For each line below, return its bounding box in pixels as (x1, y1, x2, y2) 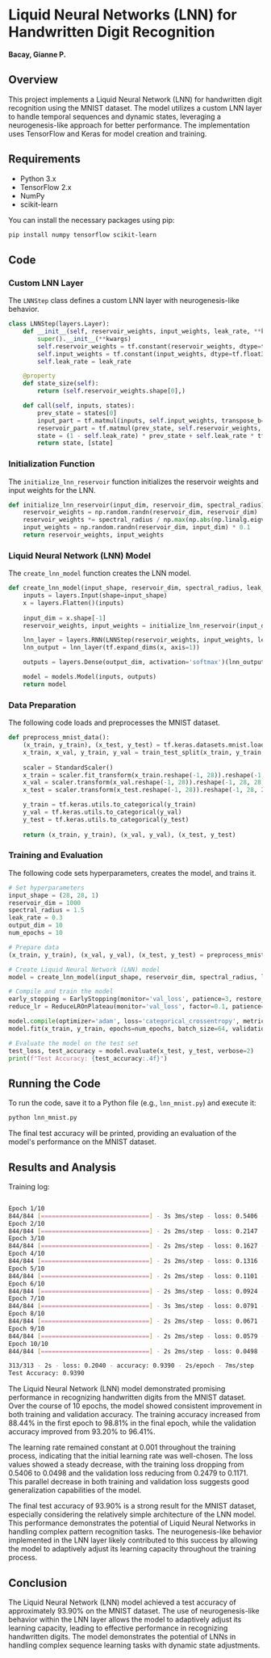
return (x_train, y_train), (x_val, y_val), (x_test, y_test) (23, 831, 236, 839)
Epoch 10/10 (8, 1340, 48, 1348)
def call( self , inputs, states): (23, 402, 135, 410)
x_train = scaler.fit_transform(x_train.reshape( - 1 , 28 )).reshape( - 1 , (23, 771, 265, 779)
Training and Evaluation (8, 850, 103, 861)
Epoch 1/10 (8, 1204, 45, 1213)
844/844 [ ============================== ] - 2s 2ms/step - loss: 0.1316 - (8, 1257, 265, 1265)
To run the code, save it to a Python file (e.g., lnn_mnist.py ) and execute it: (8, 1098, 256, 1108)
